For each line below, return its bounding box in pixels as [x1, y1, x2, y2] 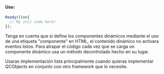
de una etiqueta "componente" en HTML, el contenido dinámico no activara [5, 38, 159, 44]
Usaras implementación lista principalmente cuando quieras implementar [5, 58, 154, 64]
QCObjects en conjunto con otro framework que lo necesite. [5, 63, 128, 69]
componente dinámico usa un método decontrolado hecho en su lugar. [5, 48, 150, 54]
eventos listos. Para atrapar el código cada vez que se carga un [5, 43, 135, 49]
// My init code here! [9, 20, 56, 25]
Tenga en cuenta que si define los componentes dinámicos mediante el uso [5, 33, 159, 39]
